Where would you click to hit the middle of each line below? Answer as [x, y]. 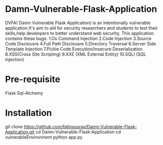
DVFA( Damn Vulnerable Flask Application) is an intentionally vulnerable [78, 23]
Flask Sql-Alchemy [24, 93]
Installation [29, 113]
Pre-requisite [33, 79]
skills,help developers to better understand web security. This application [80, 33]
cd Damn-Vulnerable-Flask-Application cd [78, 132]
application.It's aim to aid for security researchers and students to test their [81, 28]
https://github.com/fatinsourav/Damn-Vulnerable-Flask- [80, 126]
